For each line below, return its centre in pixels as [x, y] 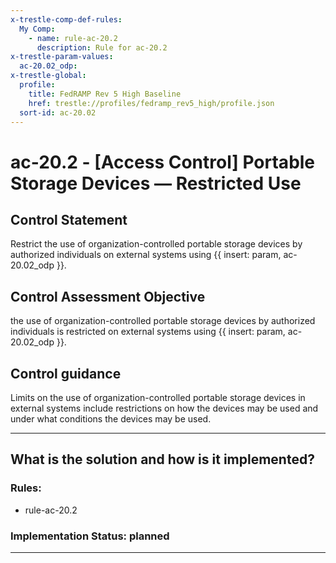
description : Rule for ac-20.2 [102, 47]
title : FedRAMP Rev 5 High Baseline [105, 94]
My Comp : [37, 29]
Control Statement [69, 219]
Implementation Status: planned [90, 536]
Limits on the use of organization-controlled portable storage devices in [158, 397]
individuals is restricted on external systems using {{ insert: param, [148, 332]
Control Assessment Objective [108, 296]
